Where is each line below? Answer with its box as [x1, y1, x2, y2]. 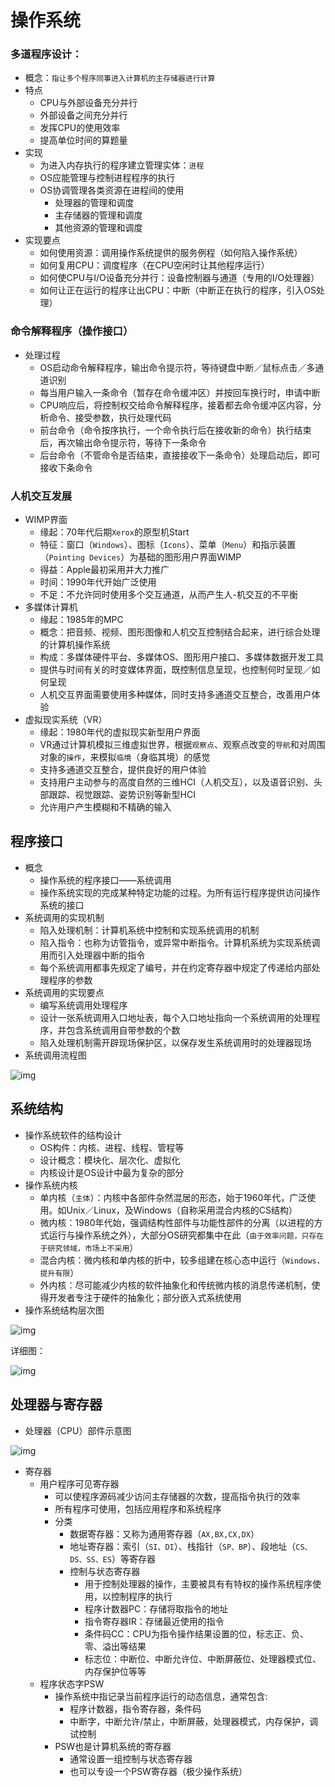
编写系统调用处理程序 [39, 999, 128, 1011]
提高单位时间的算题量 [39, 134, 128, 146]
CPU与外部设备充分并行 [39, 97, 138, 109]
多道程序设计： [10, 47, 83, 61]
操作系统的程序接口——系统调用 [39, 874, 172, 886]
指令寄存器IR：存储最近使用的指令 [84, 1615, 225, 1627]
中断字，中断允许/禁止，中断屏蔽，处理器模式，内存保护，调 [69, 1715, 319, 1727]
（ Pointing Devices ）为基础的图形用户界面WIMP [39, 551, 242, 563]
